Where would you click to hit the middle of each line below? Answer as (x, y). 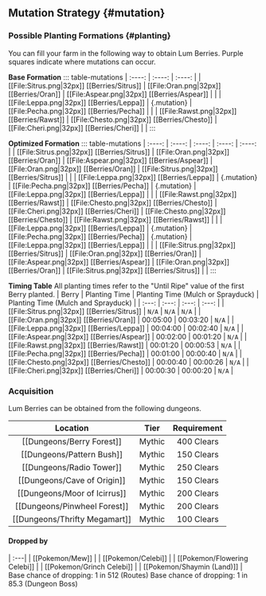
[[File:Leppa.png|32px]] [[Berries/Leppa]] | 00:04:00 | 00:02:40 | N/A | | (126, 328)
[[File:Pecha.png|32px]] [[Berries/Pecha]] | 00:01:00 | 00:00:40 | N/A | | (125, 353)
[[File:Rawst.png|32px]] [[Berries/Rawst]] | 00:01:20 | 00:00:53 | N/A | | (125, 345)
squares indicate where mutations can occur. (82, 61)
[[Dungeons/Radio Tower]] (72, 467)
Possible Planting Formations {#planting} (90, 36)
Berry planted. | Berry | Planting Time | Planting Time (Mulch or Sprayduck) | (133, 294)
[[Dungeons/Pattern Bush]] (72, 454)
